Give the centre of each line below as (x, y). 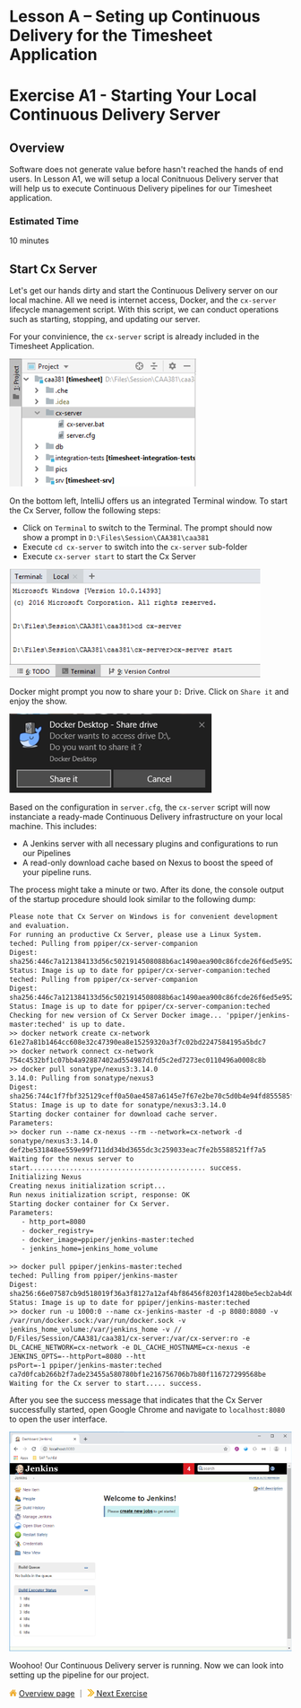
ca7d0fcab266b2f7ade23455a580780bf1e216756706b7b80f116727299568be (138, 1375)
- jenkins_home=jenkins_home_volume (90, 1249)
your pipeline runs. (57, 872)
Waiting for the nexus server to (72, 1160)
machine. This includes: (53, 827)
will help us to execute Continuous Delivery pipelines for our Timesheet (141, 188)
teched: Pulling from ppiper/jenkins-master (94, 1276)
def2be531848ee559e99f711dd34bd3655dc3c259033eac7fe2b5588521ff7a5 (138, 1151)
